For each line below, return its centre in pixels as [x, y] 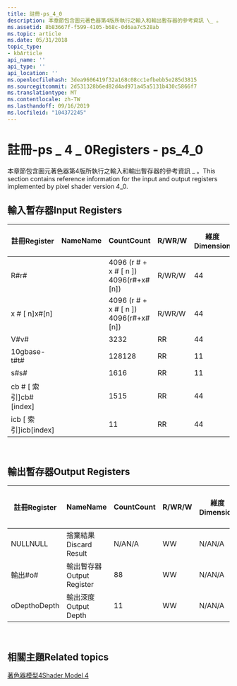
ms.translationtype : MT [42, 93]
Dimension [212, 246]
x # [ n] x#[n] [32, 314]
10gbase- [28, 351]
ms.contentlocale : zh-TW [44, 100]
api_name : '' [26, 60]
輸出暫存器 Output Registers [69, 471]
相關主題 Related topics [58, 657]
